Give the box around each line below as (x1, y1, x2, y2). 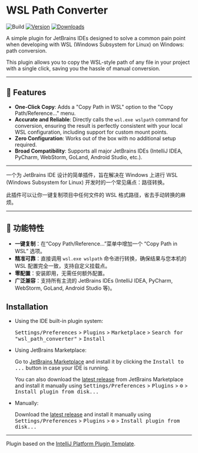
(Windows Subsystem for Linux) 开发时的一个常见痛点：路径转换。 (6, 179, 168, 186)
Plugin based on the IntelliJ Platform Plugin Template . (6, 440, 136, 447)
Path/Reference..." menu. (14, 109, 76, 117)
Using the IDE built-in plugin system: (14, 318, 104, 325)
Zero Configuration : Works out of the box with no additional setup (14, 134, 176, 142)
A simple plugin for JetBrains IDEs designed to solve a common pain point (6, 34, 186, 41)
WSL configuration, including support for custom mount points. (14, 128, 168, 135)
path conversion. (6, 47, 47, 54)
